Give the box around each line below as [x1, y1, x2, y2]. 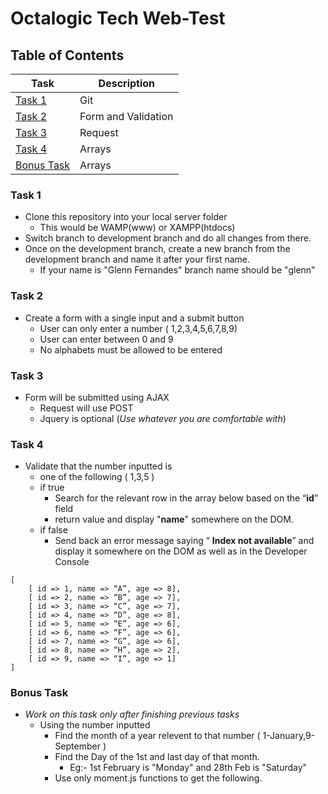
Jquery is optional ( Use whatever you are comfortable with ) [39, 412, 287, 424]
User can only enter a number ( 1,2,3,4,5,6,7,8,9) [39, 322, 238, 334]
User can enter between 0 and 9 [39, 333, 174, 345]
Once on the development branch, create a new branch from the [24, 243, 291, 255]
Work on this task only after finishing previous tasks [24, 708, 240, 721]
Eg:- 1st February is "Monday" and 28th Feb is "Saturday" [69, 762, 308, 774]
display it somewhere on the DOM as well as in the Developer [54, 545, 308, 557]
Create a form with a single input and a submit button [24, 312, 245, 324]
